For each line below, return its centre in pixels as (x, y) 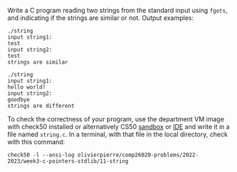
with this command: (36, 142)
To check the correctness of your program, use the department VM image (116, 119)
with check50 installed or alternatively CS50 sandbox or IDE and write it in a (118, 127)
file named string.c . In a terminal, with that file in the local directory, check (117, 134)
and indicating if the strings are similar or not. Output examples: (101, 18)
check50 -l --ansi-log (41, 155)
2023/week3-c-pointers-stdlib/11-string (68, 161)
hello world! (27, 87)
